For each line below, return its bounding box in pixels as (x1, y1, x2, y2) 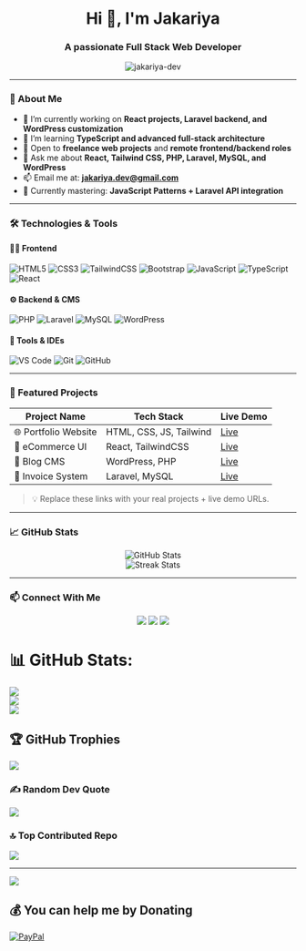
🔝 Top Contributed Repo (9, 829, 118, 842)
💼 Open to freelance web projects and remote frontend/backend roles (22, 142, 291, 153)
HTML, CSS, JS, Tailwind (106, 425, 212, 438)
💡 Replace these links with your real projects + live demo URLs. (31, 493, 270, 504)
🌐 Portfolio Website (14, 425, 97, 438)
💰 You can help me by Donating (9, 902, 193, 918)
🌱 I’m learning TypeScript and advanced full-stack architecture (22, 132, 266, 144)
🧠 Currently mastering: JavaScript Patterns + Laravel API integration (22, 185, 284, 196)
